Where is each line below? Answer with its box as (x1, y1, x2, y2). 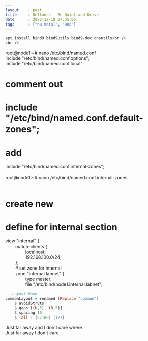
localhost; (25, 249, 46, 255)
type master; (25, 276, 52, 282)
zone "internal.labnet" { (15, 271, 65, 277)
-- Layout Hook (5, 291, 38, 297)
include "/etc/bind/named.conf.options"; (5, 55, 90, 61)
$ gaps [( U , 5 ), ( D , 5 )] (14, 306, 63, 311)
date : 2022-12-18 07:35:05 (5, 17, 76, 22)
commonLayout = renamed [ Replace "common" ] (5, 296, 99, 301)
